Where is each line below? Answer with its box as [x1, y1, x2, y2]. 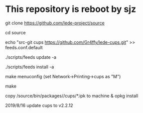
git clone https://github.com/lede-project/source [5, 20, 105, 26]
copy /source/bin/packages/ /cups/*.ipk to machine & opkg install [5, 93, 139, 99]
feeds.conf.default [5, 44, 43, 50]
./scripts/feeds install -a [5, 64, 54, 70]
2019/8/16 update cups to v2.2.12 [5, 102, 73, 108]
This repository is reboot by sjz [5, 3, 137, 15]
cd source [5, 29, 26, 35]
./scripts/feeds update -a [5, 54, 56, 60]
